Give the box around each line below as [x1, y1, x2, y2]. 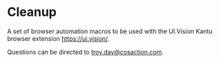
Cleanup [7, 4, 57, 20]
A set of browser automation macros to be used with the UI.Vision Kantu [7, 27, 213, 35]
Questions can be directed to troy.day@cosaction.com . [7, 48, 164, 56]
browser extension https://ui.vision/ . [7, 34, 110, 42]
